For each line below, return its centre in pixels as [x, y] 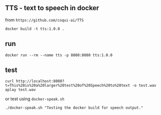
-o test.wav [144, 86]
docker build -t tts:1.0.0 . [35, 29]
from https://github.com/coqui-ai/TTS [45, 20]
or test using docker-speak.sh [35, 99]
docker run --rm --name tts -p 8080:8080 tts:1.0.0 [59, 55]
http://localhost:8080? [40, 81]
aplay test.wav [21, 90]
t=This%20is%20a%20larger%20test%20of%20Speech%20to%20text [68, 86]
